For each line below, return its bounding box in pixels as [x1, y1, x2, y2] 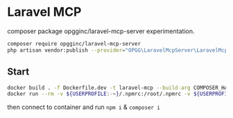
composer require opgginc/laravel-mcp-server [7, 40, 141, 47]
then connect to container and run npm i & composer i [7, 103, 161, 111]
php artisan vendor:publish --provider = [7, 46, 126, 54]
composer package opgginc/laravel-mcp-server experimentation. [7, 27, 195, 35]
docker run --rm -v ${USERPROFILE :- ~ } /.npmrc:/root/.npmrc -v [7, 90, 191, 97]
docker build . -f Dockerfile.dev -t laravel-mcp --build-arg [7, 84, 191, 91]
